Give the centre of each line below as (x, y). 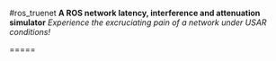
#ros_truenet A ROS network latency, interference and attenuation (135, 13)
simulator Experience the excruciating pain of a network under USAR (138, 22)
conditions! (30, 32)
